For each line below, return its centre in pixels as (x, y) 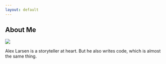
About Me (21, 30)
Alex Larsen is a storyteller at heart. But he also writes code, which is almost (83, 51)
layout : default (22, 10)
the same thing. (21, 56)
